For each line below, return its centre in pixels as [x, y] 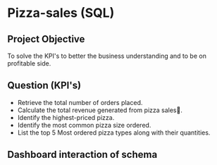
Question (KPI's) [44, 86]
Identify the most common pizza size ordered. [84, 125]
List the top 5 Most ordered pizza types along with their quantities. [114, 133]
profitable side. [29, 63]
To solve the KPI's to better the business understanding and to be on [107, 56]
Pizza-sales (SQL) [61, 13]
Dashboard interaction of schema [82, 155]
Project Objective [46, 39]
